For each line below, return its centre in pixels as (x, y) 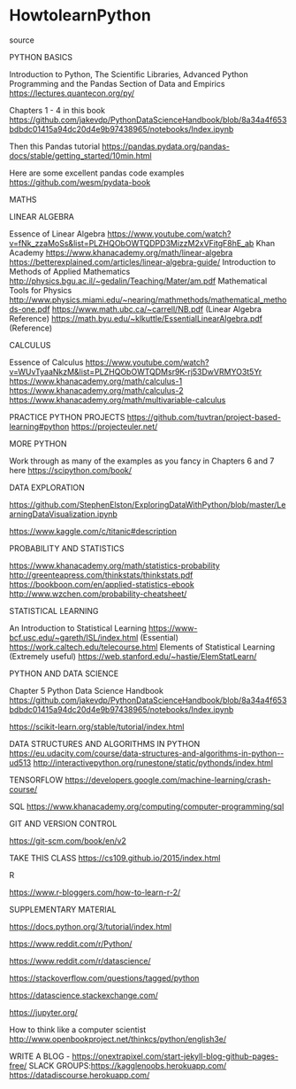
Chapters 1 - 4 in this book (57, 110)
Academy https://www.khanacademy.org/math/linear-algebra (121, 253)
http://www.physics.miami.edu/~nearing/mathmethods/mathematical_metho (148, 299)
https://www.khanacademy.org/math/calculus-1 (96, 381)
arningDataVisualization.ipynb (63, 514)
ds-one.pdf (30, 309)
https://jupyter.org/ (43, 1012)
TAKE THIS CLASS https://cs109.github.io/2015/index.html (115, 858)
